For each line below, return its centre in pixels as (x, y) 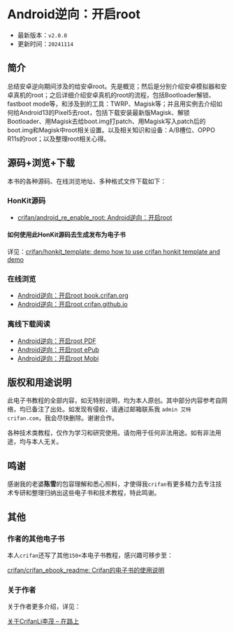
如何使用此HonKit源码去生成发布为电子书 (66, 234)
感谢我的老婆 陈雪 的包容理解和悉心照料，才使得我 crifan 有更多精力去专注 (111, 484)
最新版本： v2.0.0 (42, 35)
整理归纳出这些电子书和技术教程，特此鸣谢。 (96, 493)
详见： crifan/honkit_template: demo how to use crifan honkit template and (114, 252)
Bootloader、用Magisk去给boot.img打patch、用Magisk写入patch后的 (107, 121)
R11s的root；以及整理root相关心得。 (59, 139)
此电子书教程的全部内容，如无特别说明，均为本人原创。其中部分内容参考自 (114, 400)
